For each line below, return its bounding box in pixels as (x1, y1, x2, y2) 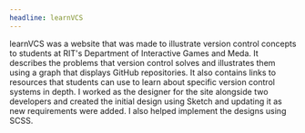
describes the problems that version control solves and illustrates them (9, 57, 276, 68)
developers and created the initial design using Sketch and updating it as (9, 96, 282, 107)
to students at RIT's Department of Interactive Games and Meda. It (9, 47, 259, 59)
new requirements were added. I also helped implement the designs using (9, 105, 287, 116)
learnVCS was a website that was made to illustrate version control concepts (9, 38, 297, 49)
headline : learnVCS (9, 13, 84, 23)
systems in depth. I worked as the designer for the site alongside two (9, 86, 269, 97)
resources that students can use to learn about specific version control (9, 76, 276, 87)
